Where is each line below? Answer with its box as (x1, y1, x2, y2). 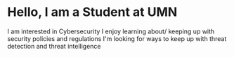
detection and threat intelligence (7, 42, 101, 50)
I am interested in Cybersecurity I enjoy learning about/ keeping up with (7, 27, 215, 35)
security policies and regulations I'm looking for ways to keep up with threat (7, 34, 227, 42)
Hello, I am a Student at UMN (7, 4, 178, 20)
